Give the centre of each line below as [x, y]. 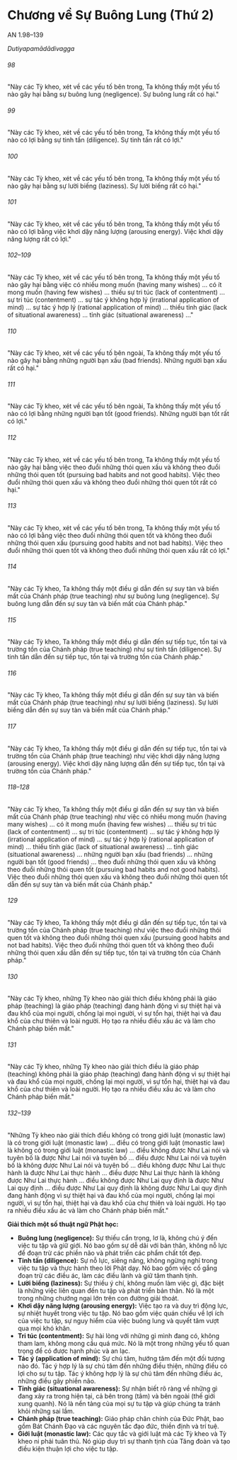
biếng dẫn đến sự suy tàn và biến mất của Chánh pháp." [89, 710]
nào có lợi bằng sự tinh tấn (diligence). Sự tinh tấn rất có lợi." [96, 140]
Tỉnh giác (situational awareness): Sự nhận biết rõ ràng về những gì [117, 1388]
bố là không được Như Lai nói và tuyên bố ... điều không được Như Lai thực [117, 1165]
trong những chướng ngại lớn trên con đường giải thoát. [98, 1298]
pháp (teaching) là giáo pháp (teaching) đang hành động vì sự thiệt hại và [114, 1006]
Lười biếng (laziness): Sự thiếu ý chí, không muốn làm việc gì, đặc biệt [121, 1283]
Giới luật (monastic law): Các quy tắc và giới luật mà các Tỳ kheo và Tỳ [122, 1433]
